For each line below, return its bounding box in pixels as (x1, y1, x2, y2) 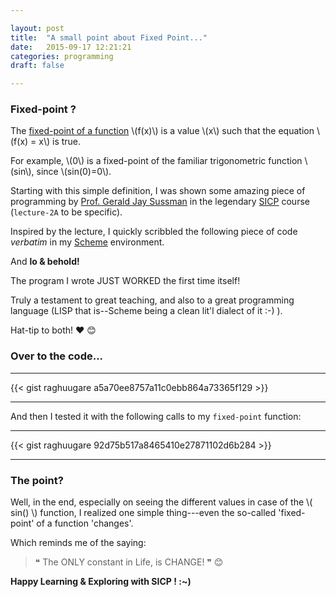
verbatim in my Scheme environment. (10, 236, 165, 248)
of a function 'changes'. (36, 517, 134, 530)
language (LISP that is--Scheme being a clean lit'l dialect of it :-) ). (10, 305, 283, 317)
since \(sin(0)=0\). (36, 166, 112, 178)
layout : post (10, 23, 65, 33)
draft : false (10, 61, 65, 71)
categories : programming (10, 51, 114, 61)
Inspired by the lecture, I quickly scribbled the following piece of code (10, 226, 298, 238)
